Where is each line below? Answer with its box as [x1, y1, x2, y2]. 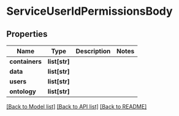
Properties [6, 29, 48, 39]
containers [9, 57, 42, 66]
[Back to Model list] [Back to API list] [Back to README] [6, 103, 147, 110]
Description [75, 47, 111, 55]
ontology [9, 87, 37, 96]
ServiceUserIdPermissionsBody [6, 4, 173, 18]
